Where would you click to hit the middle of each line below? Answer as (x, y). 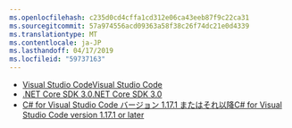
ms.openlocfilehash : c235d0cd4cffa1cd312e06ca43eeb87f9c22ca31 (129, 17)
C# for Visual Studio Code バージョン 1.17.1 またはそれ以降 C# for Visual (152, 105)
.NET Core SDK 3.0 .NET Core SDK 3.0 (92, 94)
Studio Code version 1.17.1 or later (83, 115)
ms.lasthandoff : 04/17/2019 (62, 51)
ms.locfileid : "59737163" (57, 59)
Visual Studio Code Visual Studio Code (92, 85)
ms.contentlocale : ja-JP (55, 43)
